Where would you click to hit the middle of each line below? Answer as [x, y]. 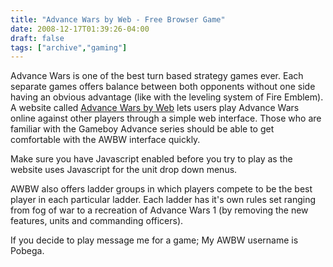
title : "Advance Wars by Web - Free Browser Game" [118, 19]
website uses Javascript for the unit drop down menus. [124, 170]
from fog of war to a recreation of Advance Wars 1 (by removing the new [159, 210]
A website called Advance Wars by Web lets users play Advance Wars [155, 108]
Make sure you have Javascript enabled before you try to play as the [151, 159]
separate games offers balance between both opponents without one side [163, 87]
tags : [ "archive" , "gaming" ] [69, 47]
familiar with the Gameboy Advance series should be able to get [142, 129]
